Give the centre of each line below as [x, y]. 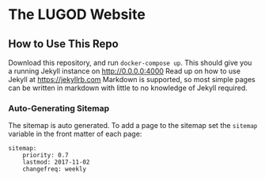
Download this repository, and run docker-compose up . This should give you [130, 62]
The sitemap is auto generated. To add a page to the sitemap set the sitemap [133, 126]
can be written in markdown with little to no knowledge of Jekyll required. [128, 88]
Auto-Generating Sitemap [59, 108]
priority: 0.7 [45, 156]
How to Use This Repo [63, 44]
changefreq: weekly [55, 169]
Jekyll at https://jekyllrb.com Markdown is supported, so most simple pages [132, 79]
